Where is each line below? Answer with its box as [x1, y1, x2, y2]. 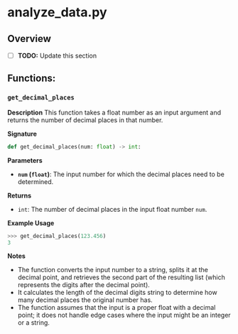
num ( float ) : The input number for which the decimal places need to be [17, 170, 225, 178]
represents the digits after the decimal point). [17, 281, 151, 289]
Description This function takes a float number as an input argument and [7, 108, 222, 117]
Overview [7, 33, 52, 45]
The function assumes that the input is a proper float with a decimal [17, 303, 216, 312]
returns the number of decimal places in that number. [7, 115, 163, 124]
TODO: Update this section [17, 51, 97, 60]
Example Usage [7, 218, 55, 227]
